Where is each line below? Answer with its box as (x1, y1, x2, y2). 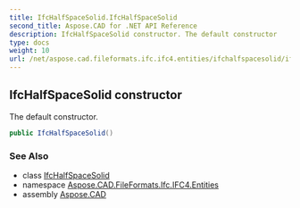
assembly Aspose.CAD (21, 188, 107, 199)
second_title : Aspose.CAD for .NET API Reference (9, 21, 198, 30)
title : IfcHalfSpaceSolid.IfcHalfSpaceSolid (9, 12, 178, 22)
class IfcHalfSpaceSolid (21, 170, 110, 180)
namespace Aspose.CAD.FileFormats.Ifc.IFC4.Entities (21, 179, 219, 190)
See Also (9, 149, 49, 162)
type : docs (9, 37, 50, 47)
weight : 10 (9, 46, 50, 55)
